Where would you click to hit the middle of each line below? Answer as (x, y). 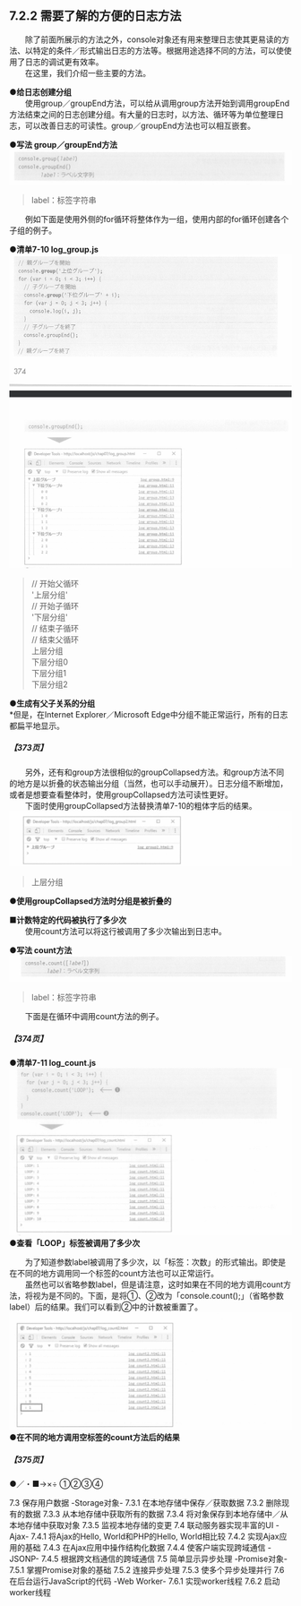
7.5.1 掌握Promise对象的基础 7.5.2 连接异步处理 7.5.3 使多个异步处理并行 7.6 (147, 1570)
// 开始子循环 (55, 605)
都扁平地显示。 (37, 726)
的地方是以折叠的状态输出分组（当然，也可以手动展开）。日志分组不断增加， (149, 783)
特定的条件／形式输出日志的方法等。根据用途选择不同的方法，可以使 (158, 50)
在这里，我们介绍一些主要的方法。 (88, 73)
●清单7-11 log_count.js (53, 1063)
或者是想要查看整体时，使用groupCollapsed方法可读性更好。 (121, 794)
